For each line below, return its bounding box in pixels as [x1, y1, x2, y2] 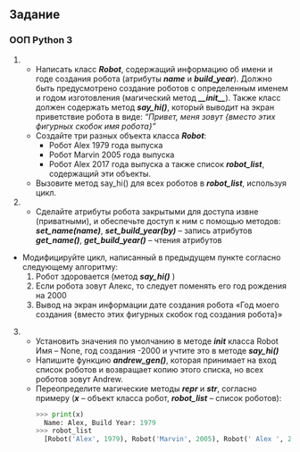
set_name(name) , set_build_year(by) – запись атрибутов [35, 225, 253, 236]
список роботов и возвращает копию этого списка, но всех [35, 364, 264, 374]
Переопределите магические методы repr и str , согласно [35, 383, 257, 394]
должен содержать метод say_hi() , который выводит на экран [35, 102, 275, 113]
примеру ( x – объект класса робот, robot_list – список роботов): [35, 392, 282, 403]
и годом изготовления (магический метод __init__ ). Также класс [35, 92, 281, 103]
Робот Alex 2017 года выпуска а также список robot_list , [48, 158, 265, 169]
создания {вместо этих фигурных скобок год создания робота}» [35, 308, 283, 320]
